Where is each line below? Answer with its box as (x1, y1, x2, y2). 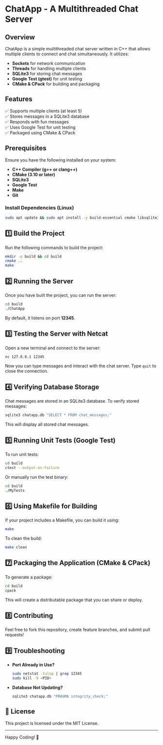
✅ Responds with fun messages (5, 119, 69, 125)
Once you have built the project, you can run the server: (5, 292, 117, 298)
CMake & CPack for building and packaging (12, 81, 100, 87)
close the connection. (5, 368, 49, 374)
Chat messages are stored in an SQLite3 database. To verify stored (5, 398, 139, 404)
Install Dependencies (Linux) (5, 204, 74, 211)
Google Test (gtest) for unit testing (12, 76, 82, 81)
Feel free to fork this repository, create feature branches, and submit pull (5, 627, 150, 632)
